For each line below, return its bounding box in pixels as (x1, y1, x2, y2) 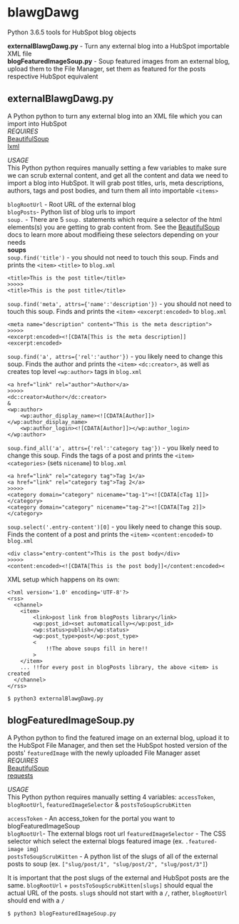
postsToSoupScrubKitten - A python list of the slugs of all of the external (7, 852, 218, 860)
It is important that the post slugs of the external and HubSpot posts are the (7, 873, 230, 882)
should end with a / (7, 896, 65, 905)
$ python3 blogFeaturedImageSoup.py (7, 910, 116, 917)
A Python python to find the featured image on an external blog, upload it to (7, 733, 230, 742)
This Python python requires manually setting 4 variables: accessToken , (7, 793, 215, 801)
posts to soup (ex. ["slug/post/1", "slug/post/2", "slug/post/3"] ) (7, 859, 208, 868)
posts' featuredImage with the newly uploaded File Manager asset (7, 748, 200, 757)
